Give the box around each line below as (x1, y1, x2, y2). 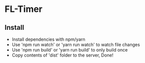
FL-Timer (4, 3, 43, 15)
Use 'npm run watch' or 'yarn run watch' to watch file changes (11, 42, 140, 48)
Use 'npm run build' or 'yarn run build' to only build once (11, 47, 128, 53)
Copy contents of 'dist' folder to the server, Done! (11, 52, 114, 58)
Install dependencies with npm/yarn (11, 36, 85, 42)
